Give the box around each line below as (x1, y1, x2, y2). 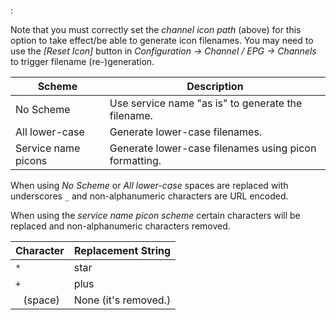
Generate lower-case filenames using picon (109, 141, 317, 155)
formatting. (109, 154, 162, 167)
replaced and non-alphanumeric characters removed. (10, 220, 231, 232)
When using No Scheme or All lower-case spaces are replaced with (10, 180, 289, 191)
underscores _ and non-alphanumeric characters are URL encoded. (10, 190, 289, 202)
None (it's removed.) (73, 293, 172, 307)
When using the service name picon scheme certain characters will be (10, 210, 301, 221)
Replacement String (73, 244, 172, 257)
